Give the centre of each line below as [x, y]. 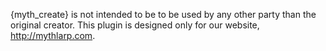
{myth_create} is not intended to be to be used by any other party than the [163, 14]
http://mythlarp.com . [53, 35]
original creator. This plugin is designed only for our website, [135, 25]
